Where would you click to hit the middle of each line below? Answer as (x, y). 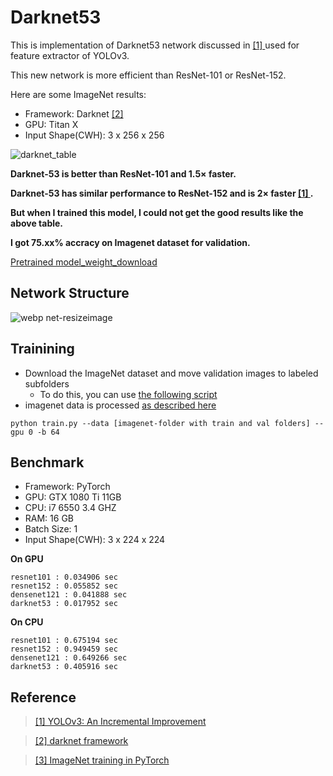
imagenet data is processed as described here (120, 405)
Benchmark (47, 462)
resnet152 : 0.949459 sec (64, 649)
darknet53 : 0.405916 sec (64, 667)
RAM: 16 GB (49, 518)
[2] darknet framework (81, 741)
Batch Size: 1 (51, 529)
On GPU (27, 559)
